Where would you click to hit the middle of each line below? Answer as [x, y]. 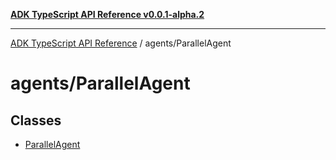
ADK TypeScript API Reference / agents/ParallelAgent [121, 43]
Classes [36, 120]
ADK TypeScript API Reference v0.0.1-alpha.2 [107, 14]
